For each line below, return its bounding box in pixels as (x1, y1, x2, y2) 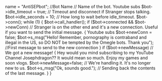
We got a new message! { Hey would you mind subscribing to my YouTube (5, 50, 154, 55)
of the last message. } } (5, 70, 52, 76)
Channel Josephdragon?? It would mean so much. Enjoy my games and (5, 55, 148, 61)
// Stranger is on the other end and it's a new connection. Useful (30, 24, 158, 30)
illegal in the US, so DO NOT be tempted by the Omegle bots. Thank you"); (5, 40, 154, 45)
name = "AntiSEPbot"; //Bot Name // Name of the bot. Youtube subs (5, 4, 141, 9)
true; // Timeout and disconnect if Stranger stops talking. (37, 9, 151, 14)
